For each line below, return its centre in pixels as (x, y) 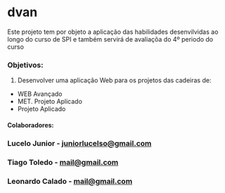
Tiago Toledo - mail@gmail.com (63, 162)
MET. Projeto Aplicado (50, 101)
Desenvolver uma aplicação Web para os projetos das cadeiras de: (114, 80)
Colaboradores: (31, 125)
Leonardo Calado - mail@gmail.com (70, 181)
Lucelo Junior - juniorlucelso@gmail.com (79, 143)
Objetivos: (25, 65)
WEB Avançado (40, 94)
